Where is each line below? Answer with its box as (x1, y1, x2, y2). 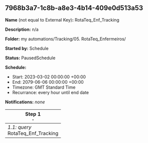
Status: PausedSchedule (5, 55, 55, 61)
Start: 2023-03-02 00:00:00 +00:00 (12, 73, 86, 80)
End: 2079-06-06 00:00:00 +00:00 (12, 79, 84, 85)
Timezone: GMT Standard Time (12, 84, 76, 90)
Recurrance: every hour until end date (12, 89, 89, 95)
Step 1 (25, 110, 41, 117)
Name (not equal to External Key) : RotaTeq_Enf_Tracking (5, 17, 120, 23)
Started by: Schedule (5, 45, 49, 51)
